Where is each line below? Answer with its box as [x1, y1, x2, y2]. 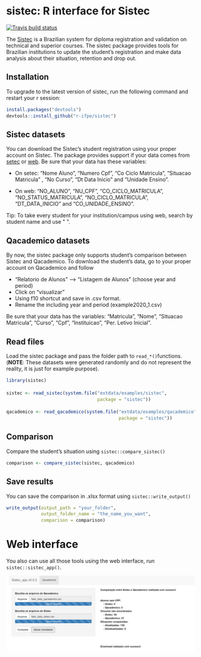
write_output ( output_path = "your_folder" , [6, 504, 117, 511]
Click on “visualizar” [14, 288, 65, 296]
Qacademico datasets [6, 235, 90, 246]
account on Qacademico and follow [6, 264, 94, 272]
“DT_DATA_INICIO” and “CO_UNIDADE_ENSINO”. [14, 200, 135, 208]
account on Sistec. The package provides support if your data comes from [6, 151, 190, 159]
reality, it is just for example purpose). [6, 365, 100, 372]
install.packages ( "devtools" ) [6, 107, 82, 112]
